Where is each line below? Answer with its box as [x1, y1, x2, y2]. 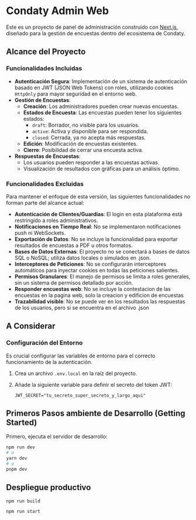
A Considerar [6, 321, 56, 331]
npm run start [6, 509, 41, 515]
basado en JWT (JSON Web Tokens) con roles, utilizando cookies [14, 84, 174, 91]
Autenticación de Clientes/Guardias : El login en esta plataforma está [14, 210, 183, 218]
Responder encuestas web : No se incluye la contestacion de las [14, 285, 171, 292]
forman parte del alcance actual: [6, 199, 85, 206]
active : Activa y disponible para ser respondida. [32, 127, 149, 134]
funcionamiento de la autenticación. [6, 358, 92, 365]
